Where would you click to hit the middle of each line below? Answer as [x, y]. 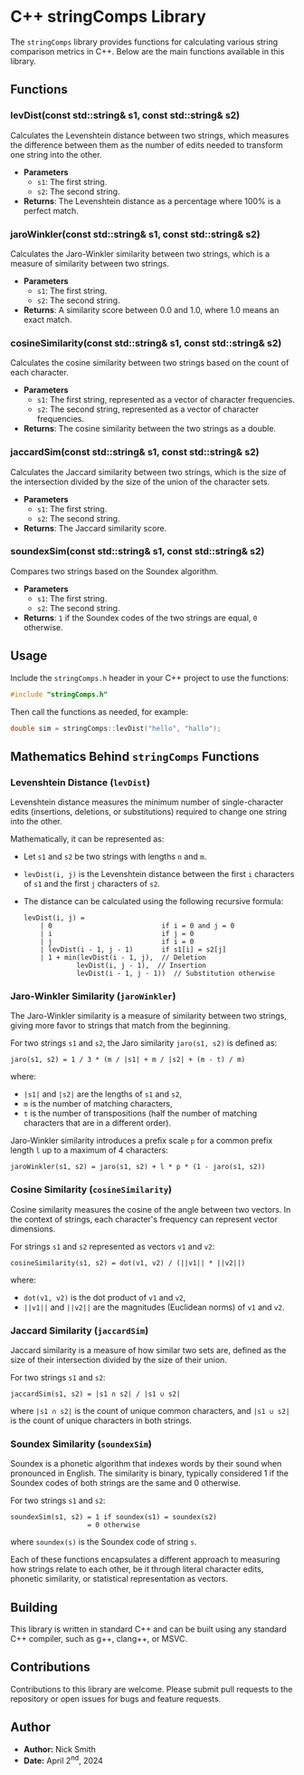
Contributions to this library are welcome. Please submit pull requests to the [152, 1689]
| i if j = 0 [117, 934]
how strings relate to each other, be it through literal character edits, [137, 1569]
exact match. [47, 319]
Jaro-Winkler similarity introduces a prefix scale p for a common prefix [142, 1141]
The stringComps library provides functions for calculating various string [144, 42]
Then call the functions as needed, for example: [100, 712]
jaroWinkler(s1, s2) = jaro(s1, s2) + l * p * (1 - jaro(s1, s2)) [138, 1167]
